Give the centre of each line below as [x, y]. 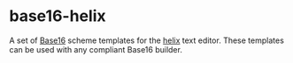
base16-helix [58, 16]
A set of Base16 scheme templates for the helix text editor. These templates [147, 40]
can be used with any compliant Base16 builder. [96, 49]
